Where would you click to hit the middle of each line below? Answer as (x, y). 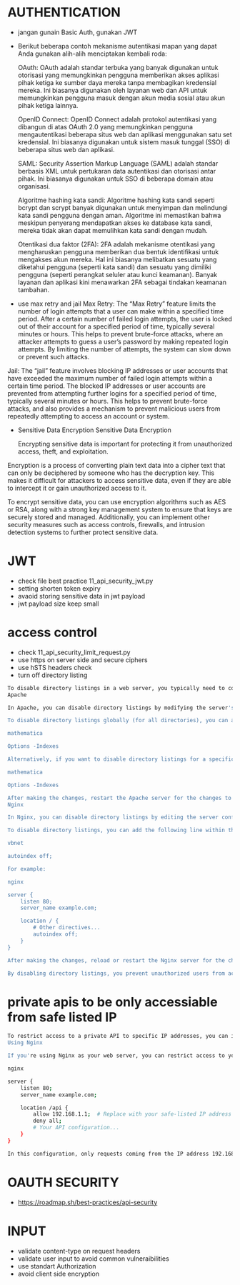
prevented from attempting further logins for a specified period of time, (112, 393)
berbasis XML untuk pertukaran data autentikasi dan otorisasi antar (117, 171)
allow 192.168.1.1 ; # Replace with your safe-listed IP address (132, 1114)
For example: (27, 869)
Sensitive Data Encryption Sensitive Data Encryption (94, 430)
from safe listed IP (62, 1017)
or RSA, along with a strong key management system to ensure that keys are (120, 509)
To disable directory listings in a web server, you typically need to (116, 688)
